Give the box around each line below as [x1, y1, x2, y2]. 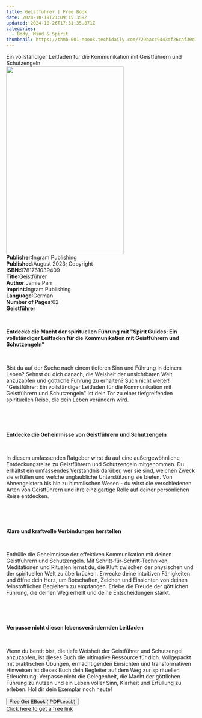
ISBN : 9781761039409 [6, 267, 60, 273]
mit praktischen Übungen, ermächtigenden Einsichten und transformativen [6, 660, 191, 667]
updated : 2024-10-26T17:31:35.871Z [6, 20, 96, 26]
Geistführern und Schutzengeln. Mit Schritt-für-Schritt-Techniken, [6, 557, 170, 564]
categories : [6, 25, 36, 32]
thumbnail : [6, 37, 34, 43]
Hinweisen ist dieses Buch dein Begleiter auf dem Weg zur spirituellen [6, 666, 180, 674]
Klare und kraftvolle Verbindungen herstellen [6, 528, 121, 535]
